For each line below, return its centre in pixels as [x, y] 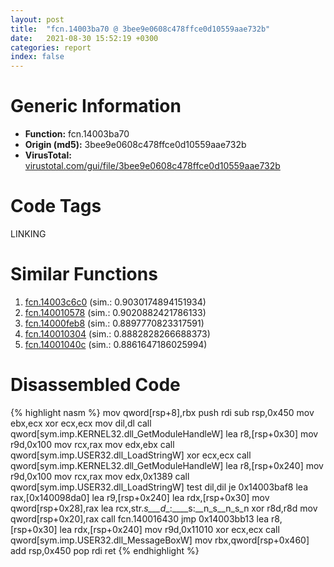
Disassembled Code [95, 385]
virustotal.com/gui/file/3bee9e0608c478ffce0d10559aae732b [152, 166]
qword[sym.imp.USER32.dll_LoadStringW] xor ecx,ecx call [131, 455]
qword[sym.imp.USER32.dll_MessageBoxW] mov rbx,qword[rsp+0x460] [160, 540]
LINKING [28, 234]
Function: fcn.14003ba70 [77, 134]
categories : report [51, 47]
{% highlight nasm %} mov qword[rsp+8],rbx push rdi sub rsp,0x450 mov [162, 412]
